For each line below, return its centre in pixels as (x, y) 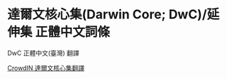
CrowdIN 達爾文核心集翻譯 (46, 68)
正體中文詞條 (72, 32)
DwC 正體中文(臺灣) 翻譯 (43, 53)
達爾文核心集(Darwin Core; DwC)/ (107, 14)
